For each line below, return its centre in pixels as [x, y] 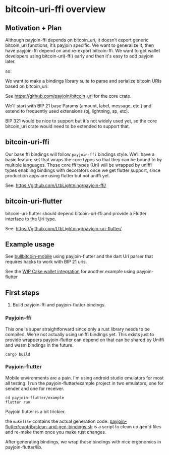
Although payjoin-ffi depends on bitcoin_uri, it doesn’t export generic [77, 40]
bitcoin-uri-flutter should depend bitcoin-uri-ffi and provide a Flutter [76, 213]
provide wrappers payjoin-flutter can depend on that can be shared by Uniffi [85, 340]
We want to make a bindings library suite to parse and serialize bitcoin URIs [83, 81]
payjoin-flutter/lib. [24, 447]
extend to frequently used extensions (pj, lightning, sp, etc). [67, 111]
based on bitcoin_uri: [27, 86]
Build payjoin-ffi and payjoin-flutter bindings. [59, 305]
